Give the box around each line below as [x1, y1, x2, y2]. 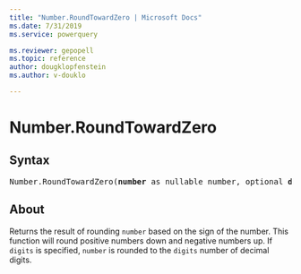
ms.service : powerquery [9, 30, 99, 39]
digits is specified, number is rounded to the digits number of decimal [9, 244, 270, 255]
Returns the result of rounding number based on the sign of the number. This [9, 226, 289, 236]
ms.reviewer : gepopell [9, 46, 94, 55]
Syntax [9, 153, 50, 168]
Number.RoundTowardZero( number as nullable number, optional [9, 176, 284, 186]
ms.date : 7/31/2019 [9, 21, 82, 30]
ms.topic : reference [9, 55, 87, 64]
